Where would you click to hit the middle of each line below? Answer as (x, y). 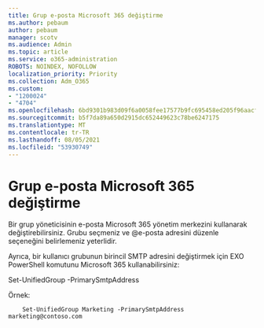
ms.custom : (26, 88)
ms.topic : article (38, 52)
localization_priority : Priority (63, 74)
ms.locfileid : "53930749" (50, 147)
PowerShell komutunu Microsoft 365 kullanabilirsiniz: (94, 265)
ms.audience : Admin (40, 45)
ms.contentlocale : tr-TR (49, 132)
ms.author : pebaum (38, 23)
